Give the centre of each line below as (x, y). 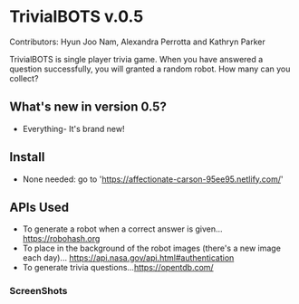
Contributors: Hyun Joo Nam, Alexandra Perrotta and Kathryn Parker (137, 42)
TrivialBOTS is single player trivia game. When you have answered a (136, 59)
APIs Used (39, 207)
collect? (24, 78)
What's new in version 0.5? (88, 107)
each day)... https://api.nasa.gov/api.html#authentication (128, 258)
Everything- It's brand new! (73, 128)
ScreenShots (39, 291)
